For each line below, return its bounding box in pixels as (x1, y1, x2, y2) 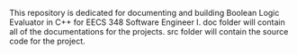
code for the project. (9, 35, 85, 46)
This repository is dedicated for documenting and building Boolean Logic (9, 8, 280, 18)
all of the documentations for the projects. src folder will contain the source (9, 27, 289, 36)
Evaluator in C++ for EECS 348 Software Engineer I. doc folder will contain (9, 17, 285, 27)
